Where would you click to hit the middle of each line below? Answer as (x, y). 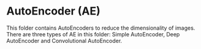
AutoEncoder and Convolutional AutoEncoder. (64, 41)
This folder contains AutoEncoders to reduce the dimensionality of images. (101, 28)
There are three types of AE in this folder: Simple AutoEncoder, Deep (93, 34)
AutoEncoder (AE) (53, 11)
